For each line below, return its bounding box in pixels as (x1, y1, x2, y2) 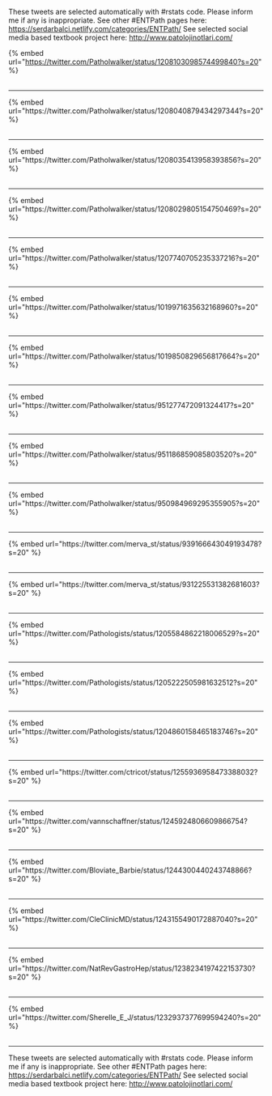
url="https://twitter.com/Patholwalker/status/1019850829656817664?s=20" (8, 351, 261, 361)
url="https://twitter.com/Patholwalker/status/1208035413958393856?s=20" (8, 155, 261, 164)
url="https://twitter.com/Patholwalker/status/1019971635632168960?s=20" (8, 303, 259, 312)
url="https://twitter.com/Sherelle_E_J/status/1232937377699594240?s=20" (8, 1013, 261, 1022)
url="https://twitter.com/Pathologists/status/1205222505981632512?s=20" (8, 678, 258, 687)
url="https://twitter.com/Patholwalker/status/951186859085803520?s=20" (8, 449, 257, 459)
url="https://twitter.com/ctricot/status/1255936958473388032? (45, 767, 258, 776)
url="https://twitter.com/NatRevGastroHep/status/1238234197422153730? (8, 963, 256, 973)
